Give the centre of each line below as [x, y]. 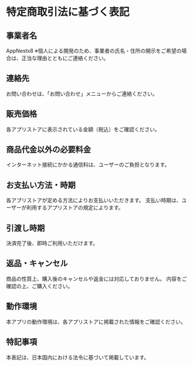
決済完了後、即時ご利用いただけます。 [52, 243]
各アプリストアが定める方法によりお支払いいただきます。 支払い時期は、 [94, 200]
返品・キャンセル [37, 263]
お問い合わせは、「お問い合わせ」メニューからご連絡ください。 [82, 93]
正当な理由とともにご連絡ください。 [65, 58]
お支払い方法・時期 [41, 185]
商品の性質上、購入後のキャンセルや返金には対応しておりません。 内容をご [97, 278]
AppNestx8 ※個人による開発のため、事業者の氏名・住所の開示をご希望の [94, 51]
